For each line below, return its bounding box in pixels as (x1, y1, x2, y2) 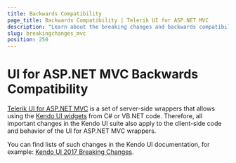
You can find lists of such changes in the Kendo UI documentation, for (7, 141, 210, 149)
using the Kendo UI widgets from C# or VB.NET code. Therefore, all (7, 112, 203, 120)
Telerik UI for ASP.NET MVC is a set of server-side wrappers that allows (7, 104, 216, 113)
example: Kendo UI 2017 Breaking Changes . (7, 148, 134, 156)
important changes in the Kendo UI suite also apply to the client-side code (7, 120, 222, 128)
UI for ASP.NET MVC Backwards (7, 66, 199, 83)
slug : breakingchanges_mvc (7, 29, 86, 37)
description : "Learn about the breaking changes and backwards (7, 23, 197, 30)
